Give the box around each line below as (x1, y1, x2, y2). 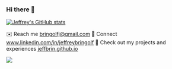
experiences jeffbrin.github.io (6, 45, 78, 52)
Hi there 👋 (6, 5, 36, 14)
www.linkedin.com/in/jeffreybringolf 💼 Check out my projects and (6, 39, 166, 46)
